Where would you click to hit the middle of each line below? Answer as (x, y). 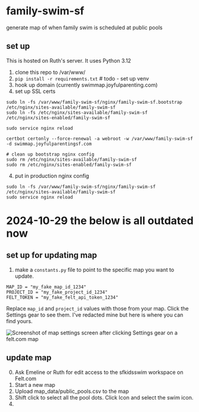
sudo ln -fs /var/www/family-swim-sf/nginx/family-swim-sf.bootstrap (94, 102)
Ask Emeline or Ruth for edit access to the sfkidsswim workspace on (99, 372)
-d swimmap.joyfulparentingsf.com (49, 144)
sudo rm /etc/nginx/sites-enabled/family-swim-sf (69, 165)
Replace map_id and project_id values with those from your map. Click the (97, 308)
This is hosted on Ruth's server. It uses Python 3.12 (69, 60)
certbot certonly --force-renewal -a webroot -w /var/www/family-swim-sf (100, 138)
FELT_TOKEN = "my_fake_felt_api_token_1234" (62, 297)
